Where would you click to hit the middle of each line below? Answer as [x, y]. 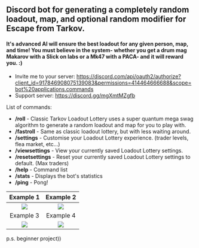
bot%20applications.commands [54, 89]
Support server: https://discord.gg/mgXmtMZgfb [75, 95]
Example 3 [25, 215]
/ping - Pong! [31, 182]
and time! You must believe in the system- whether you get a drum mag [97, 50]
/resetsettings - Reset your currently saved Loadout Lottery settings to [102, 157]
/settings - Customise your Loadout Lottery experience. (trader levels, [102, 138]
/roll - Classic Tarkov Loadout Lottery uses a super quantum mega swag [104, 119]
